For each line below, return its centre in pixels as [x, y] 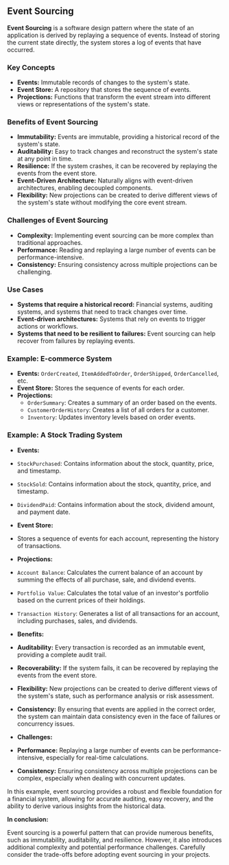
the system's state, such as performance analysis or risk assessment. [116, 696]
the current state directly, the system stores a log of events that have [104, 42]
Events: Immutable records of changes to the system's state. [103, 82]
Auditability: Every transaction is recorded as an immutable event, [111, 647]
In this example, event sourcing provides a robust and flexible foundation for [115, 791]
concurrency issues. [46, 724]
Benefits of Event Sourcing [52, 122]
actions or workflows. [48, 326]
